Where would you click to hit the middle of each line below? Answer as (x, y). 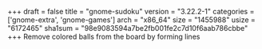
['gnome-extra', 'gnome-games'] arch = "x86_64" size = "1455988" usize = (132, 20)
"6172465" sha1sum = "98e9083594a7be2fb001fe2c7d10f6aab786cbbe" (128, 28)
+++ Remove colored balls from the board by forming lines (104, 36)
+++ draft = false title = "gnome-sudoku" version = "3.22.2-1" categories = (131, 11)
